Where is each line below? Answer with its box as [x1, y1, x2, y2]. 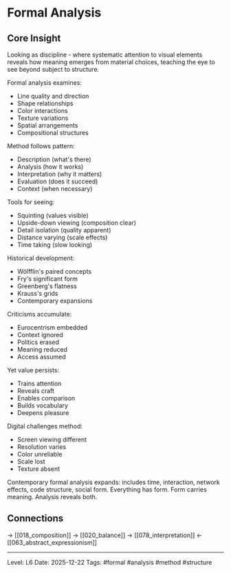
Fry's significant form [16, 274, 78, 283]
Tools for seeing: [7, 198, 55, 206]
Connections [7, 512, 64, 525]
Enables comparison [16, 394, 76, 402]
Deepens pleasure [16, 409, 69, 416]
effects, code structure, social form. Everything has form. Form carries [7, 485, 208, 494]
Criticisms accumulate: [7, 310, 72, 318]
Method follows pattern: [7, 142, 75, 150]
